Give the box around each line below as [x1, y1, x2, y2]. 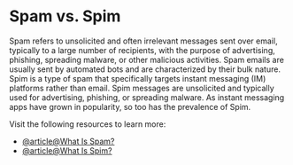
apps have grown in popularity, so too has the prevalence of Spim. [9, 101, 251, 112]
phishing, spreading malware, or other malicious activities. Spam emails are [9, 54, 285, 65]
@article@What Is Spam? [21, 136, 115, 146]
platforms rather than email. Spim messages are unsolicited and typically [9, 82, 274, 93]
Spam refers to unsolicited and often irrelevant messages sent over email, [9, 35, 278, 46]
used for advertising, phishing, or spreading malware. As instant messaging [9, 91, 285, 103]
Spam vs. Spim [9, 6, 121, 27]
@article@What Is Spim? [21, 145, 112, 156]
